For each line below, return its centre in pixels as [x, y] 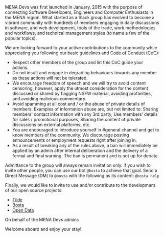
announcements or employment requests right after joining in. [74, 140]
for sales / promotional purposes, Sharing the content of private [76, 119]
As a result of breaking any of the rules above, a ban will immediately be [85, 145]
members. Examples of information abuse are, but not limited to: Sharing [85, 109]
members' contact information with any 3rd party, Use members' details [85, 114]
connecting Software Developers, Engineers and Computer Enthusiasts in [79, 12]
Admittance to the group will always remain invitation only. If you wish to [78, 165]
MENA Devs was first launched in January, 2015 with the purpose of [74, 7]
